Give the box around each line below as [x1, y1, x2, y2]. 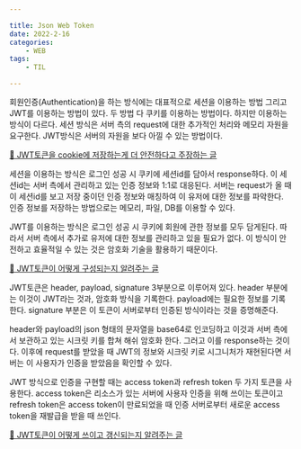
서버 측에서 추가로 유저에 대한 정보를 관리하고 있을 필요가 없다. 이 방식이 [25, 233, 278, 243]
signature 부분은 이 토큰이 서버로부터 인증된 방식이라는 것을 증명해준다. [28, 305, 279, 315]
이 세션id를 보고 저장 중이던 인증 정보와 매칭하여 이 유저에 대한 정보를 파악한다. [9, 191, 285, 202]
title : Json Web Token [9, 21, 94, 30]
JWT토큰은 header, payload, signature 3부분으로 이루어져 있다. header [9, 283, 264, 292]
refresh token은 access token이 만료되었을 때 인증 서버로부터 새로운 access [9, 400, 280, 409]
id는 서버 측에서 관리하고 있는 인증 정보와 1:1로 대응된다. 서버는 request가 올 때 [16, 180, 292, 190]
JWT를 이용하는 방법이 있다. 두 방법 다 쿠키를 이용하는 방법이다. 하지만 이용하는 [9, 108, 288, 118]
